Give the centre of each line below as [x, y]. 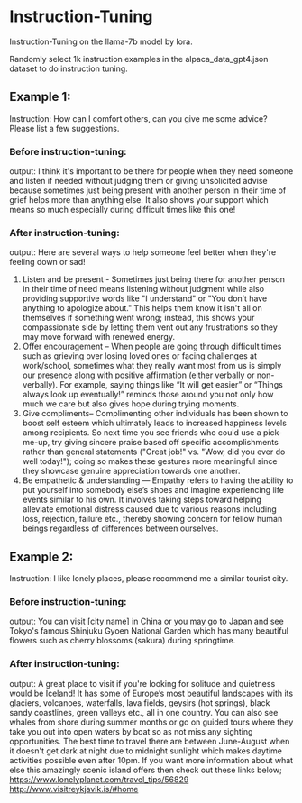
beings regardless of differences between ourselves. [120, 528]
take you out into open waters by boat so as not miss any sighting [131, 731]
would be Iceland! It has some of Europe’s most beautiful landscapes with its [151, 693]
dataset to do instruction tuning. [69, 68]
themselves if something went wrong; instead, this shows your [138, 318]
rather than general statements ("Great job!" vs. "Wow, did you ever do [154, 452]
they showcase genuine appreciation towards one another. [131, 471]
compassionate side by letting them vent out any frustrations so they [150, 327]
